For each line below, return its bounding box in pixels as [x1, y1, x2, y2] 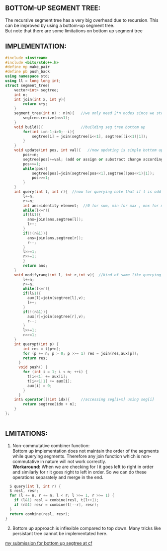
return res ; [23, 355, 48, 361]
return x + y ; [23, 101, 48, 106]
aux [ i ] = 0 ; [27, 383, 52, 388]
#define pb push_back [5, 69, 50, 74]
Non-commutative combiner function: [12, 442, 90, 449]
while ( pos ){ [23, 166, 48, 171]
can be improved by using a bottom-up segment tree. [5, 22, 115, 28]
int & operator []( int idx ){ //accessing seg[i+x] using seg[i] [14, 397, 155, 402]
